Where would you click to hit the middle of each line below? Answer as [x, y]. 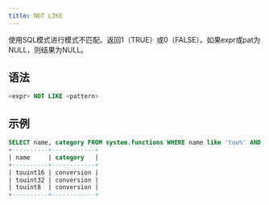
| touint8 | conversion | [54, 187]
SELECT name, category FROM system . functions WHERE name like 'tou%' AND [135, 143]
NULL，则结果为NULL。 [48, 50]
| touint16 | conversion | [54, 172]
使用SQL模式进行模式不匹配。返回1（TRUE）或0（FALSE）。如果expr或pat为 [134, 39]
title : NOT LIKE [35, 16]
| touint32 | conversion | [54, 180]
